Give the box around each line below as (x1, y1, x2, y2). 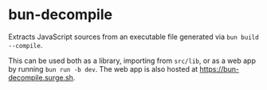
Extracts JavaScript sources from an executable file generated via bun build (8, 32, 259, 41)
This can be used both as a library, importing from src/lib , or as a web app (8, 56, 257, 65)
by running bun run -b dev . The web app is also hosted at (8, 64, 198, 73)
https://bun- (199, 64, 240, 73)
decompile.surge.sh (8, 72, 74, 82)
